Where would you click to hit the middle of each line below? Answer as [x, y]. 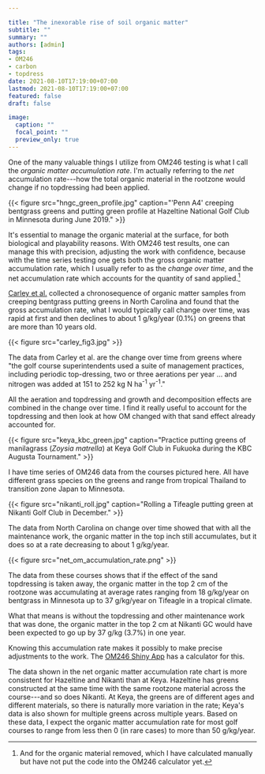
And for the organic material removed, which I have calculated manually [136, 753]
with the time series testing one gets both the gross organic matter [116, 260]
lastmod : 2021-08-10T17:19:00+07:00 [68, 89]
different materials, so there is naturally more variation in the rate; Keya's [126, 705]
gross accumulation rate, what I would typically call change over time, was [129, 310]
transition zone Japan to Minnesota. [67, 489]
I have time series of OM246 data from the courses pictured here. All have [129, 472]
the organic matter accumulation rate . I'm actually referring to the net [121, 170]
